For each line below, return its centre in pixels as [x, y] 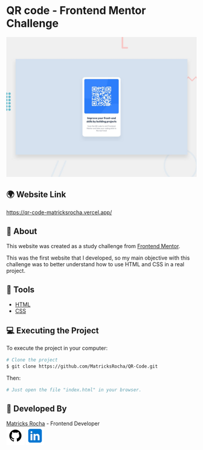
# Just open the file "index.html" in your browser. [74, 390]
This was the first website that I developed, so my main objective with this [98, 258]
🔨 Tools [21, 290]
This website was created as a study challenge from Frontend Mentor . [93, 246]
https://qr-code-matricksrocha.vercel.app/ [59, 212]
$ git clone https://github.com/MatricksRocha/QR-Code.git [82, 367]
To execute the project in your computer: [57, 348]
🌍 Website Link [36, 195]
